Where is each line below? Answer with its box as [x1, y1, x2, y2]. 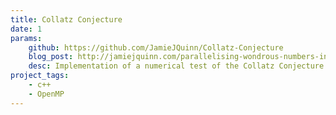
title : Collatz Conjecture [10, 14, 123, 25]
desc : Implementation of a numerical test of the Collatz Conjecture [28, 61, 325, 71]
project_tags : [10, 71, 70, 81]
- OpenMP [28, 89, 65, 99]
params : [10, 33, 43, 43]
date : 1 [10, 24, 43, 34]
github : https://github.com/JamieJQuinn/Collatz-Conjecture [28, 42, 284, 53]
